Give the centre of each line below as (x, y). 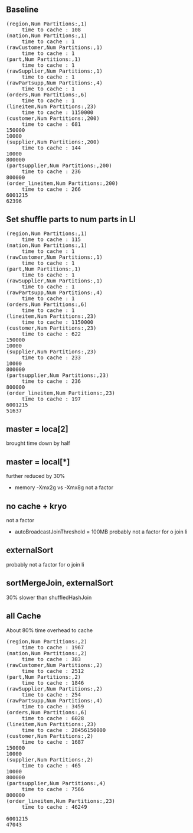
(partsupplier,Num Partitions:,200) (59, 165)
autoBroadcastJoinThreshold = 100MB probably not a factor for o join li (101, 532)
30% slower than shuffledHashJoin (49, 597)
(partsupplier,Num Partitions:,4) (56, 783)
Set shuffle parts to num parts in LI (71, 219)
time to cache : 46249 (54, 807)
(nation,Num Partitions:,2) (47, 653)
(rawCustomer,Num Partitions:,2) (55, 665)
